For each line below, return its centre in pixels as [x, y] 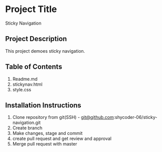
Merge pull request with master [45, 144]
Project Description [36, 39]
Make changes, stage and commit [47, 133]
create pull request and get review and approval [62, 138]
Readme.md [25, 79]
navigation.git [27, 123]
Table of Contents [34, 67]
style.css [22, 89]
